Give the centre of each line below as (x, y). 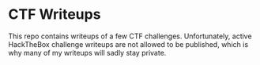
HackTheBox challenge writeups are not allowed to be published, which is (128, 44)
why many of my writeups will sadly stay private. (87, 52)
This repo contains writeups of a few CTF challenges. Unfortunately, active (130, 36)
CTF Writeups (55, 14)
